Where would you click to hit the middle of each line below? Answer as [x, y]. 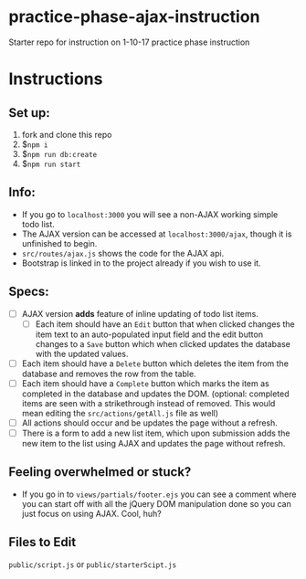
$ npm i [35, 144]
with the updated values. [82, 353]
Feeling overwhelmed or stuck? [100, 472]
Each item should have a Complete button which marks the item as [146, 383]
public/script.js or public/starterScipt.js [93, 564]
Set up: [30, 113]
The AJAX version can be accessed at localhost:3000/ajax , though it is [157, 234]
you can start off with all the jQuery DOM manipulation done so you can [156, 503]
